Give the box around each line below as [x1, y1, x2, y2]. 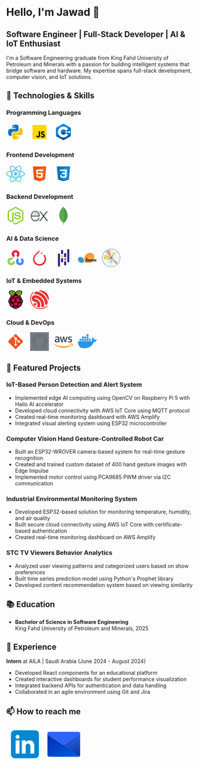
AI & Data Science [6, 234, 59, 243]
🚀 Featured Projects [6, 363, 81, 373]
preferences [14, 568, 45, 576]
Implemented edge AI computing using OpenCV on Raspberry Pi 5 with [14, 394, 190, 401]
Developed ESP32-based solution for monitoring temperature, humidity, [14, 508, 192, 516]
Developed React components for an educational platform [14, 669, 158, 677]
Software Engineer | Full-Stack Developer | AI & [6, 29, 186, 39]
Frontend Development [6, 151, 75, 159]
